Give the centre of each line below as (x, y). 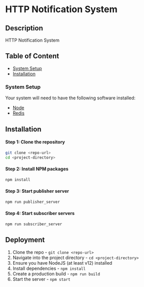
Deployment (25, 240)
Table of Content (32, 56)
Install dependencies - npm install (49, 268)
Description (24, 28)
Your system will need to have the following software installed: (70, 98)
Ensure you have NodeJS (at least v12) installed (62, 263)
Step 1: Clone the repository (35, 142)
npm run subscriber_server (34, 224)
